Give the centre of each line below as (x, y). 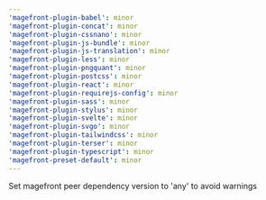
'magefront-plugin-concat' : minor (73, 26)
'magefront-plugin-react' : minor (71, 85)
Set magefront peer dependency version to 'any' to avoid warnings (133, 186)
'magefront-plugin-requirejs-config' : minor (93, 93)
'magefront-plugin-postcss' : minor (75, 77)
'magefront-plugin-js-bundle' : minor (79, 43)
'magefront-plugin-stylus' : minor (73, 110)
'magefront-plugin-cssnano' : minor (75, 34)
